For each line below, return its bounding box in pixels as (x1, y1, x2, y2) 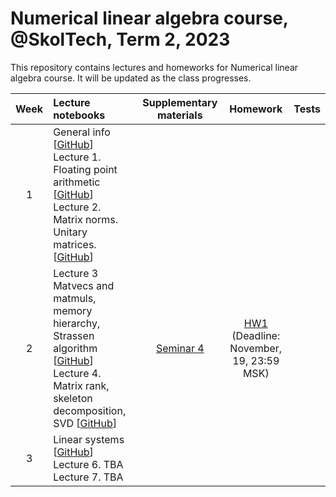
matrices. (53, 237, 97, 251)
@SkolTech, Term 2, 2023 (10, 28, 231, 51)
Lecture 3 (53, 266, 99, 280)
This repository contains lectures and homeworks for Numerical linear (10, 61, 299, 73)
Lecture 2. (53, 200, 102, 214)
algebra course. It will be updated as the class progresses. (10, 72, 252, 84)
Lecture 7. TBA (53, 470, 124, 484)
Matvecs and (53, 278, 115, 292)
